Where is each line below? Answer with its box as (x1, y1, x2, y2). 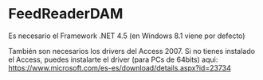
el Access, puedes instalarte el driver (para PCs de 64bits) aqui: (8, 55, 218, 64)
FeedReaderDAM (8, 5, 124, 23)
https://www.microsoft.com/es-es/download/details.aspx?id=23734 (8, 63, 231, 72)
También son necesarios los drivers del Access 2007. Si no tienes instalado (8, 46, 255, 55)
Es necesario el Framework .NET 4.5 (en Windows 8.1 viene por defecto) (8, 31, 245, 40)
